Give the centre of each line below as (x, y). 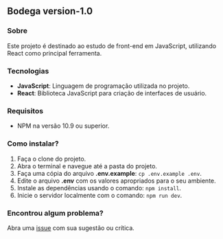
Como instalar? (33, 144)
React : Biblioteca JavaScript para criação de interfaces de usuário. (112, 93)
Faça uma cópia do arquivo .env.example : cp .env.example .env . (109, 173)
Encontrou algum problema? (56, 213)
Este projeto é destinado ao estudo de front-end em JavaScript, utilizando (112, 46)
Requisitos (25, 111)
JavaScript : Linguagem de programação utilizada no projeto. (103, 86)
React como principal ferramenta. (55, 53)
